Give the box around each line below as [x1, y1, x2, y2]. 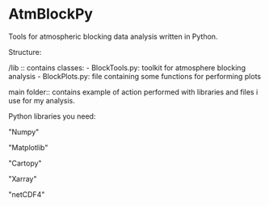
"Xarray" [8, 174, 37, 183]
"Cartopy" [8, 158, 42, 168]
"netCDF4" [8, 189, 45, 199]
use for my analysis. [8, 95, 75, 105]
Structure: [8, 47, 42, 57]
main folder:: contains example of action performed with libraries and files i [8, 86, 258, 97]
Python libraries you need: [8, 111, 96, 121]
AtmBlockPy [8, 5, 93, 23]
